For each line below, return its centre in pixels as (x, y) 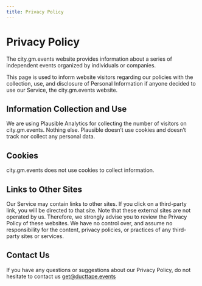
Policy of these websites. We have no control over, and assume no (89, 223)
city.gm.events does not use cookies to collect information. (80, 170)
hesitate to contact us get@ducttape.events (61, 276)
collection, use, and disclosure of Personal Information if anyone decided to (101, 83)
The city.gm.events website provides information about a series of (89, 59)
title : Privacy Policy (35, 12)
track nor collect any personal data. (51, 137)
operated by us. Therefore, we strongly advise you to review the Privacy (97, 217)
